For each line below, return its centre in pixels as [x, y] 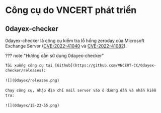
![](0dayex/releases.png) [32, 80]
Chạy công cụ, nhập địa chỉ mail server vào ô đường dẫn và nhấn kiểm [81, 90]
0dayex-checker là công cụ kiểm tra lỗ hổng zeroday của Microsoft [75, 40]
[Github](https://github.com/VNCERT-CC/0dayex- [105, 65]
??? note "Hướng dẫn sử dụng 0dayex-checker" [55, 55]
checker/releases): [26, 70]
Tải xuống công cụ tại [29, 65]
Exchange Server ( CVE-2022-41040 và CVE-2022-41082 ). [66, 46]
